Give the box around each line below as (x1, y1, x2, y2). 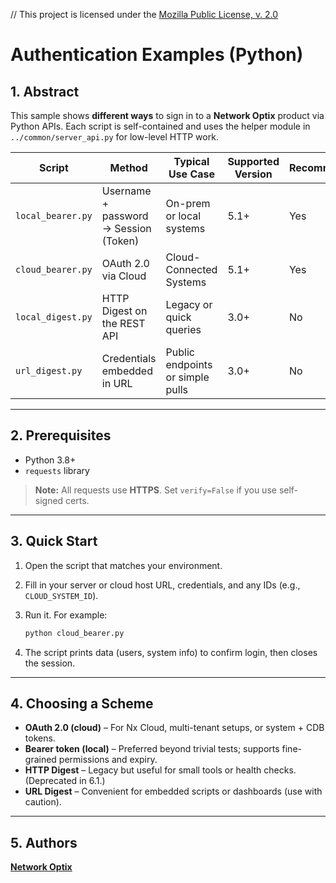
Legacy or (165, 298, 213, 311)
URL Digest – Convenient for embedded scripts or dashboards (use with (24, 785, 323, 798)
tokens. (24, 732, 56, 744)
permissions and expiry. (58, 754, 158, 766)
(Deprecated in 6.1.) (24, 775, 106, 787)
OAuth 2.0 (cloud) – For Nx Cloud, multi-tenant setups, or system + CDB (24, 722, 325, 734)
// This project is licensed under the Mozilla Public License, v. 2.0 (10, 9, 279, 20)
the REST (101, 317, 146, 330)
